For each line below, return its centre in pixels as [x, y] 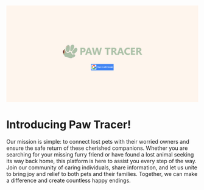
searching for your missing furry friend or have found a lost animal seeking [100, 154]
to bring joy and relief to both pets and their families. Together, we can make [102, 174]
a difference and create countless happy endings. [69, 180]
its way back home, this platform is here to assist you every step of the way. [101, 161]
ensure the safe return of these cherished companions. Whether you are [97, 148]
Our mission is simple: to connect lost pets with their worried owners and [98, 141]
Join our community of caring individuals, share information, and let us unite [102, 167]
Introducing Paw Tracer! [69, 125]
